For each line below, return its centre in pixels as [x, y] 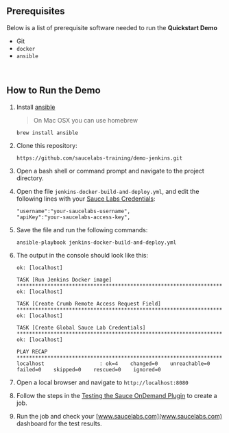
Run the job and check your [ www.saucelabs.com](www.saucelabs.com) [119, 416]
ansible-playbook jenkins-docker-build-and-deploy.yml [96, 243]
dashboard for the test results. [59, 423]
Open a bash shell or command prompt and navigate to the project [110, 171]
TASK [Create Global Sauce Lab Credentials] [81, 327]
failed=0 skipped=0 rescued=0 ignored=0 [89, 369]
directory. [30, 178]
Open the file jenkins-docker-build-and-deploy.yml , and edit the [108, 191]
